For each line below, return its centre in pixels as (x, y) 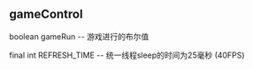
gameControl (46, 14)
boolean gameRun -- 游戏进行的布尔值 (79, 36)
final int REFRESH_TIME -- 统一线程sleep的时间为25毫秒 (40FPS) (127, 55)
